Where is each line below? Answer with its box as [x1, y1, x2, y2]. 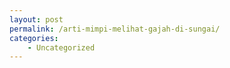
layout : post [9, 14, 64, 25]
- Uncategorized [27, 42, 96, 53]
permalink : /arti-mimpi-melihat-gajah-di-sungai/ [9, 24, 221, 34]
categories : [9, 33, 59, 43]
